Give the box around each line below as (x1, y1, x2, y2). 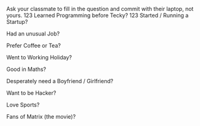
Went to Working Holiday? (6, 54, 72, 61)
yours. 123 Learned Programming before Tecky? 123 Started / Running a (6, 12, 189, 19)
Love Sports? (6, 101, 40, 108)
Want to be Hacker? (6, 89, 56, 97)
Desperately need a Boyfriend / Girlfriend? (6, 78, 113, 84)
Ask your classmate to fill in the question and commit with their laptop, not (6, 6, 194, 12)
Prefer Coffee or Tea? (6, 42, 61, 49)
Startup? (6, 18, 28, 25)
